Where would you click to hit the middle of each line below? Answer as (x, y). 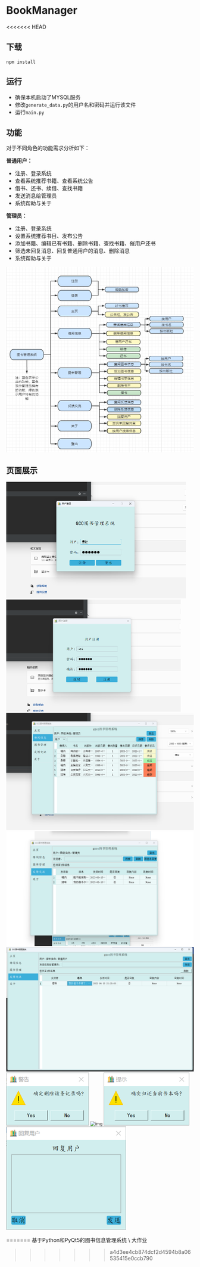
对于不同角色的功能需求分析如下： (48, 148)
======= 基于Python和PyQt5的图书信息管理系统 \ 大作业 (77, 1240)
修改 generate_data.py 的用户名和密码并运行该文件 (75, 104)
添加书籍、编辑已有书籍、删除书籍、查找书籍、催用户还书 (85, 243)
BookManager (42, 10)
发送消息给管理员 (36, 196)
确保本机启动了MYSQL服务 (48, 97)
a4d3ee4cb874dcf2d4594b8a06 (151, 1252)
